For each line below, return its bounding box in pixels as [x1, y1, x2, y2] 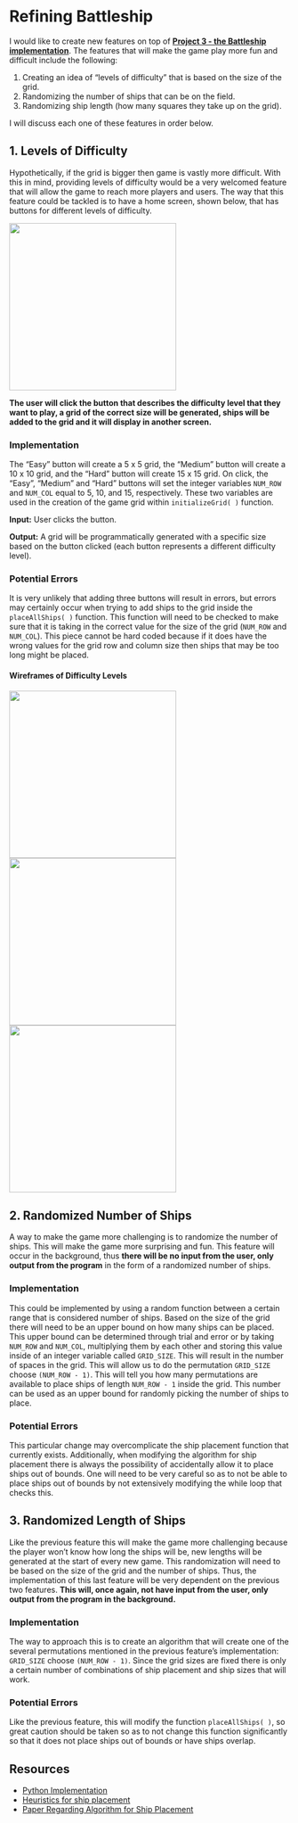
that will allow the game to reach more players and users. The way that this [9, 186, 285, 197]
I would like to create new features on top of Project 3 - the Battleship [9, 36, 267, 46]
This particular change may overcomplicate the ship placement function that [9, 1439, 289, 1450]
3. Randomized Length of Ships [9, 1514, 186, 1529]
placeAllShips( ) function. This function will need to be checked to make [9, 612, 279, 623]
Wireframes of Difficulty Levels [9, 670, 127, 681]
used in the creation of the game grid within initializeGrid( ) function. [9, 497, 274, 507]
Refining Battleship [9, 6, 154, 27]
